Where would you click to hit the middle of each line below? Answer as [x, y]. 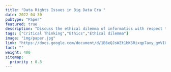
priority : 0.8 [26, 62]
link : [11, 43]
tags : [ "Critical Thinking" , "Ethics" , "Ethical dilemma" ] [67, 33]
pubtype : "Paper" [24, 19]
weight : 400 [18, 52]
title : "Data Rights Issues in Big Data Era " [55, 10]
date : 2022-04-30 [24, 15]
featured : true [21, 24]
